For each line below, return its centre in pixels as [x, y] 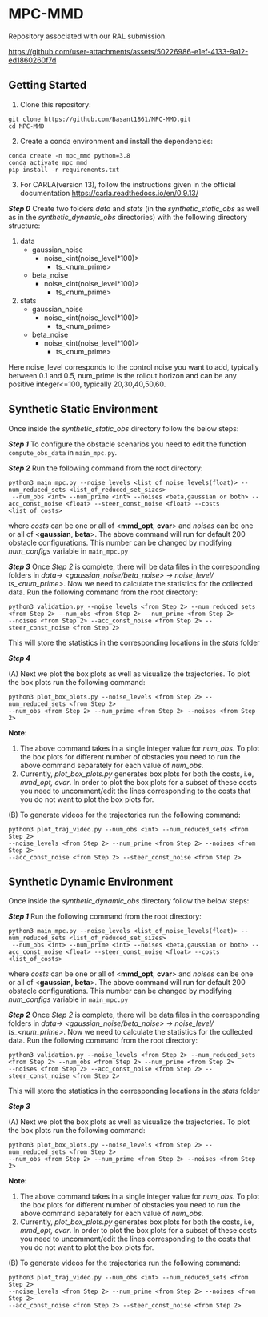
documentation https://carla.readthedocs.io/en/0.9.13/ [109, 193]
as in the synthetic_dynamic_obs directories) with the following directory [128, 217]
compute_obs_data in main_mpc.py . [63, 452]
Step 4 [20, 658]
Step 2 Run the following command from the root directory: [106, 468]
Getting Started [48, 85]
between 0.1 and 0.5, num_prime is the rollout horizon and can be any [123, 375]
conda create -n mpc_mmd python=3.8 [69, 156]
